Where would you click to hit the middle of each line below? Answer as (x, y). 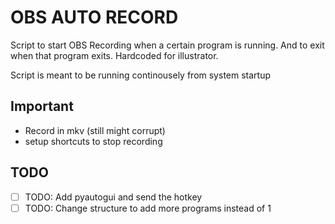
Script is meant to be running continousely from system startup (141, 75)
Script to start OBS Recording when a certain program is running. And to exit (167, 45)
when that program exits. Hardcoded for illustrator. (114, 55)
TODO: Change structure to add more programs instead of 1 (148, 208)
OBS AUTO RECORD (94, 17)
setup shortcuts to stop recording (93, 141)
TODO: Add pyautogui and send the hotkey (113, 197)
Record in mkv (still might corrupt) (95, 130)
